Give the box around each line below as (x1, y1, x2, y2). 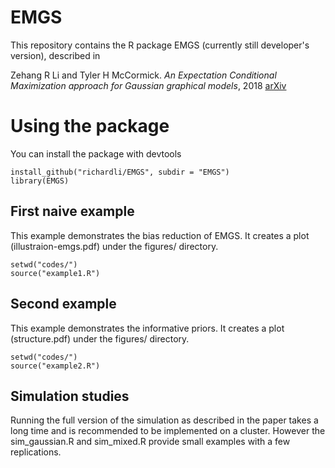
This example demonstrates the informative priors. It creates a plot (10, 322, 285, 334)
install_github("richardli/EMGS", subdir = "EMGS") (10, 167, 230, 177)
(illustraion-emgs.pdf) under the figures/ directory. (10, 240, 219, 252)
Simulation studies (10, 387, 130, 405)
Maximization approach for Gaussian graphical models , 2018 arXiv (10, 79, 287, 91)
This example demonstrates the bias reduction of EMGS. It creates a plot (10, 229, 310, 241)
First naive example (10, 203, 135, 220)
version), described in (10, 49, 101, 61)
